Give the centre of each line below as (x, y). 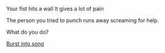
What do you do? (27, 32)
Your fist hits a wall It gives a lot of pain (55, 9)
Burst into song (25, 44)
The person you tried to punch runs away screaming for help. (82, 20)
